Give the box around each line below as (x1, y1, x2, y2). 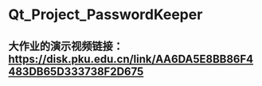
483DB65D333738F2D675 (8, 64, 144, 78)
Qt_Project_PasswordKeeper (8, 6, 203, 24)
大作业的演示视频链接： (8, 39, 123, 53)
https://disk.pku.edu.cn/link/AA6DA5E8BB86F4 (8, 52, 254, 65)
